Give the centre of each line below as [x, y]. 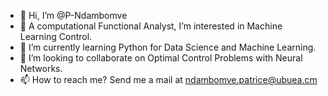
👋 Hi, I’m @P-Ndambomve [73, 15]
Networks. [41, 68]
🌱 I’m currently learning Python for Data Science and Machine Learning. [168, 47]
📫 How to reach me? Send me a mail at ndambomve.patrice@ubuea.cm [168, 79]
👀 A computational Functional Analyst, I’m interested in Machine [151, 26]
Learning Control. [56, 36]
